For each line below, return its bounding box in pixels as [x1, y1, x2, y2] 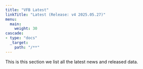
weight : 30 [14, 26, 38, 31]
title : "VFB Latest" [5, 7, 49, 13]
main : [10, 21, 22, 27]
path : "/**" [14, 45, 40, 50]
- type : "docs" [5, 36, 38, 41]
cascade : [5, 31, 24, 36]
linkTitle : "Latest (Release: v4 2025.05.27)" [5, 12, 106, 17]
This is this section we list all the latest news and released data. [5, 58, 138, 64]
